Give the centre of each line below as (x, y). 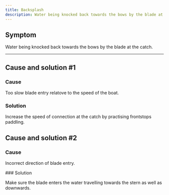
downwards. (18, 188)
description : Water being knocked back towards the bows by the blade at (84, 15)
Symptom (21, 35)
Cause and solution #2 (41, 138)
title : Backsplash (24, 10)
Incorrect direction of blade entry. (40, 163)
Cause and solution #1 (40, 68)
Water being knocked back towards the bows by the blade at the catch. (79, 47)
